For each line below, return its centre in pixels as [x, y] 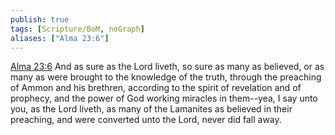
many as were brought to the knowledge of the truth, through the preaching [166, 77]
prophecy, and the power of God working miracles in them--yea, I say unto [164, 98]
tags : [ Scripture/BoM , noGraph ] [77, 29]
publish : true [40, 19]
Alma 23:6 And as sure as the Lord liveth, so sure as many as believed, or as [167, 67]
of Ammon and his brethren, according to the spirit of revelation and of [156, 88]
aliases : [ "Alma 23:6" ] [60, 38]
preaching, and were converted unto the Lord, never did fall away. [146, 120]
